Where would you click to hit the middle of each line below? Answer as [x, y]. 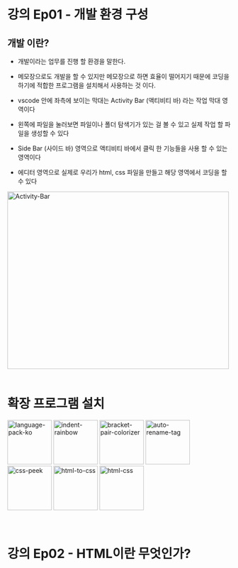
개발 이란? [28, 43]
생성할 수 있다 [50, 133]
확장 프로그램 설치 [56, 404]
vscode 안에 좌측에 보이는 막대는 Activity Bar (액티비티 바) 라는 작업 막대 [119, 100]
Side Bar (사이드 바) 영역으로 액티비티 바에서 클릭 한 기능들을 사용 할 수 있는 [123, 148]
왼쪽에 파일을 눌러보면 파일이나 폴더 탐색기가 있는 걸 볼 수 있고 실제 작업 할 [120, 124]
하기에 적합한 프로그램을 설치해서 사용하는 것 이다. [86, 85]
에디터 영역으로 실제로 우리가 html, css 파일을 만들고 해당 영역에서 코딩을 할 [122, 172]
